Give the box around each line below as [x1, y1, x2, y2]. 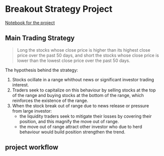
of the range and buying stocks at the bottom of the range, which [12, 92, 144, 98]
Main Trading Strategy [5, 34, 75, 42]
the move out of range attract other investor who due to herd [19, 124, 142, 129]
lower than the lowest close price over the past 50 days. [17, 58, 131, 63]
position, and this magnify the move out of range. [19, 118, 119, 124]
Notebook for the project [5, 20, 55, 26]
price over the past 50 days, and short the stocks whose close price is [17, 52, 159, 58]
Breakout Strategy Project [5, 3, 113, 15]
